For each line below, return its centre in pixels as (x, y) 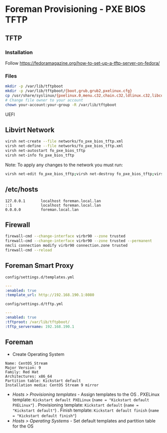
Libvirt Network (30, 130)
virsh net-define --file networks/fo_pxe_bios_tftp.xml (64, 146)
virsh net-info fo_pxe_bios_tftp (40, 155)
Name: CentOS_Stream (27, 363)
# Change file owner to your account (44, 100)
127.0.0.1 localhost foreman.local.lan (53, 201)
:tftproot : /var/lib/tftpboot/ (38, 322)
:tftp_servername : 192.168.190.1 (40, 326)
